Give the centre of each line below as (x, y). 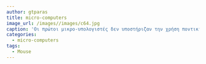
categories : (21, 35)
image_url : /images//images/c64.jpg (53, 23)
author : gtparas (27, 12)
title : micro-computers (37, 18)
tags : (13, 46)
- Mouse (22, 52)
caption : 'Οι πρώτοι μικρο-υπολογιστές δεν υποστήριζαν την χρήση (93, 29)
